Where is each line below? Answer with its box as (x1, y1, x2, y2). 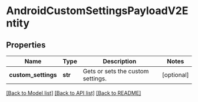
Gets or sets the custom (82, 67, 149, 75)
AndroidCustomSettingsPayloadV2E (6, 4, 189, 18)
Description (103, 57, 137, 65)
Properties (6, 40, 46, 50)
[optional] (161, 71, 189, 79)
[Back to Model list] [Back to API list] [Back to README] (6, 90, 141, 96)
